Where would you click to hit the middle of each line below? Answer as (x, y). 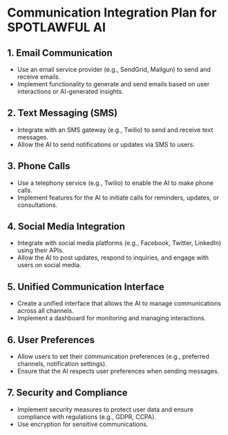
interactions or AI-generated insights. (70, 91)
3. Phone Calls (39, 166)
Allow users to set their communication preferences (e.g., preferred (113, 356)
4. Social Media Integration (66, 227)
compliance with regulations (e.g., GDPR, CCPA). (87, 416)
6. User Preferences (51, 340)
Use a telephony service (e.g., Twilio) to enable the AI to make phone (115, 183)
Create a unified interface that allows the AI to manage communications (119, 303)
